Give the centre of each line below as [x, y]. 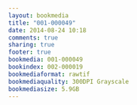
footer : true [30, 52]
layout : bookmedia [38, 15]
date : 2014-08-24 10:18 [48, 30]
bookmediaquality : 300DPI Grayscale [68, 81]
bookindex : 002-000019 [46, 67]
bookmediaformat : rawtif [49, 74]
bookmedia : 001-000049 [46, 60]
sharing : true [32, 45]
